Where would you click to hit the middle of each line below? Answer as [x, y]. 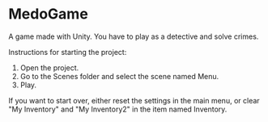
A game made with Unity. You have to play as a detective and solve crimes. [134, 36]
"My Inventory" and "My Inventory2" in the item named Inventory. [118, 109]
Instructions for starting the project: [68, 52]
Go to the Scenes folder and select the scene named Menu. [119, 76]
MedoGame [49, 14]
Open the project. [49, 67]
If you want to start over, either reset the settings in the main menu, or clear [134, 100]
